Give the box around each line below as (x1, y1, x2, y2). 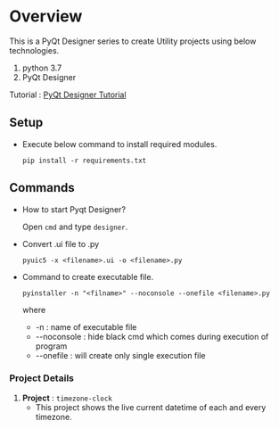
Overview (9, 6, 83, 27)
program (35, 341, 68, 351)
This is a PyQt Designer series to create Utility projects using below (9, 36, 257, 46)
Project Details (9, 372, 74, 384)
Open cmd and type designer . (21, 221, 128, 232)
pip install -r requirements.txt (21, 156, 147, 165)
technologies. (9, 45, 60, 55)
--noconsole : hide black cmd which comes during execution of (35, 331, 269, 342)
